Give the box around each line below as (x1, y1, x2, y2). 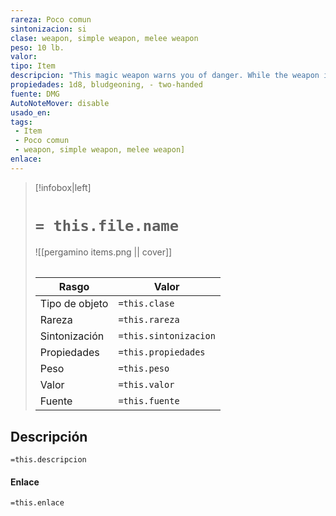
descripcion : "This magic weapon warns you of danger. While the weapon (10, 71, 320, 81)
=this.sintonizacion (118, 331, 216, 342)
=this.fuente (118, 396, 180, 407)
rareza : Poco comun (10, 14, 92, 25)
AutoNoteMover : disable (10, 98, 110, 108)
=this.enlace (10, 498, 65, 508)
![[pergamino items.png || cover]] (34, 246, 173, 258)
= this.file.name (34, 216, 180, 235)
